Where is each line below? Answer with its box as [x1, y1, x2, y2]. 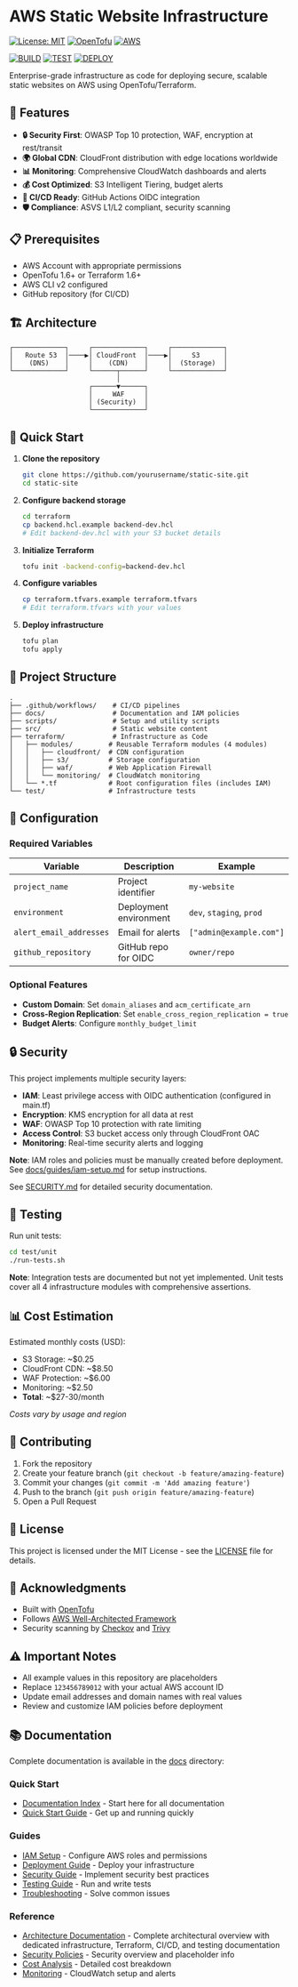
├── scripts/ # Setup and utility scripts [9, 716, 220, 726]
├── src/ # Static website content [9, 724, 208, 733]
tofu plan [21, 637, 59, 646]
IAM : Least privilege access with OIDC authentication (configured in [21, 1090, 271, 1100]
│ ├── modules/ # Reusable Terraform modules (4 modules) [9, 740, 268, 749]
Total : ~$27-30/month [21, 1391, 105, 1402]
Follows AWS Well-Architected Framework [21, 1613, 177, 1624]
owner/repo [189, 947, 235, 958]
